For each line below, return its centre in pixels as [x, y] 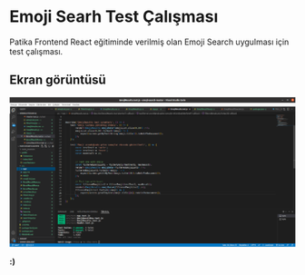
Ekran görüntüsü [58, 80]
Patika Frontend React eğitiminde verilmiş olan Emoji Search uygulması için [149, 42]
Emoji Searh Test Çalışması [114, 17]
